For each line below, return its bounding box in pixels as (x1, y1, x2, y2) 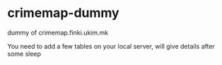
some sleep (7, 49, 41, 58)
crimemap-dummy (7, 5, 119, 21)
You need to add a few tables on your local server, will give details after (7, 42, 216, 50)
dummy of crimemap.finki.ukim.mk (7, 28, 108, 37)
